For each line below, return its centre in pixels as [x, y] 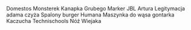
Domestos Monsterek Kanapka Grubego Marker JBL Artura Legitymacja [96, 9]
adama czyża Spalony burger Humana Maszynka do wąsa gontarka [90, 15]
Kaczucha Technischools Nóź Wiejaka [54, 21]
